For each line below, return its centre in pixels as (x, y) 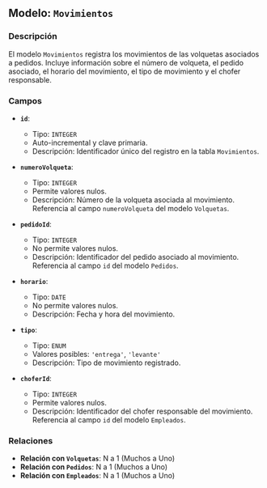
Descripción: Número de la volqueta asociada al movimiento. (133, 199)
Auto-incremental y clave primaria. (90, 142)
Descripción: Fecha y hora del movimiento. (104, 314)
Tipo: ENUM (49, 345)
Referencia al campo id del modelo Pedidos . (106, 265)
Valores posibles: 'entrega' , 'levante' (96, 354)
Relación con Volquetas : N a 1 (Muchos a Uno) (97, 458)
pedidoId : (36, 224)
